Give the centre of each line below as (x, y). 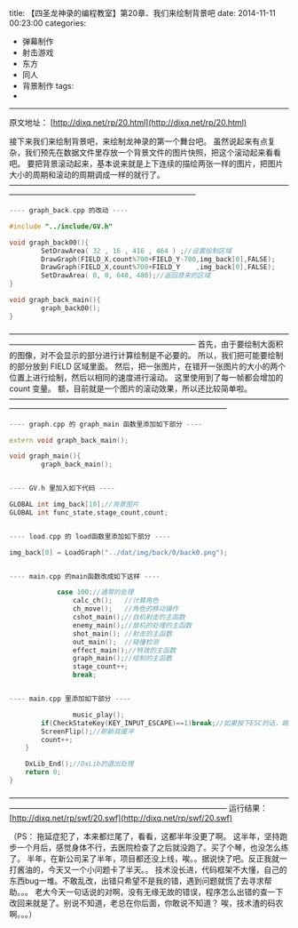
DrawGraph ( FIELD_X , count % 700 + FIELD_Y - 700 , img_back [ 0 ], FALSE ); (158, 259)
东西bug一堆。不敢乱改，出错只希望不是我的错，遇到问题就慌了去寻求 (137, 880)
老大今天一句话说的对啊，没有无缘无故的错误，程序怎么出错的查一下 (159, 892)
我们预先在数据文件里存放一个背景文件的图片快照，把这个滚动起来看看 (153, 152)
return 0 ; (43, 772)
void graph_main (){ (45, 456)
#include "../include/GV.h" (61, 226)
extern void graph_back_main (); (69, 440)
